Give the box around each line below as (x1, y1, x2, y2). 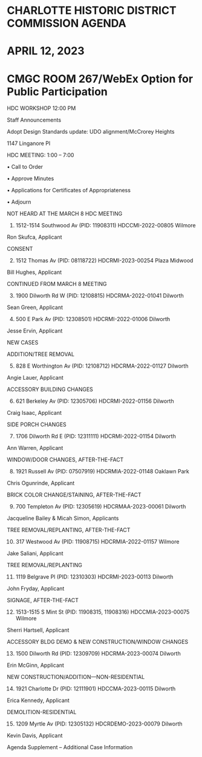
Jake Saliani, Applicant (7, 550, 64, 557)
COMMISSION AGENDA (7, 16, 126, 30)
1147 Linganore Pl (7, 140, 51, 147)
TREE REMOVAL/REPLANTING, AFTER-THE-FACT (7, 527, 131, 534)
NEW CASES (7, 339, 39, 346)
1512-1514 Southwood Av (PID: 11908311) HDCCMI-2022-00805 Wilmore (15, 222, 196, 229)
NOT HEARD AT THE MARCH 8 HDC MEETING (7, 210, 123, 218)
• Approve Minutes (7, 175, 54, 182)
